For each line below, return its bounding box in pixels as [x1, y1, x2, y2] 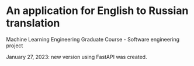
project [6, 42, 23, 49]
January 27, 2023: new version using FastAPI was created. [6, 53, 147, 60]
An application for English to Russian [6, 4, 189, 18]
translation [6, 16, 60, 30]
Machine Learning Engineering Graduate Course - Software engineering [6, 36, 180, 43]
